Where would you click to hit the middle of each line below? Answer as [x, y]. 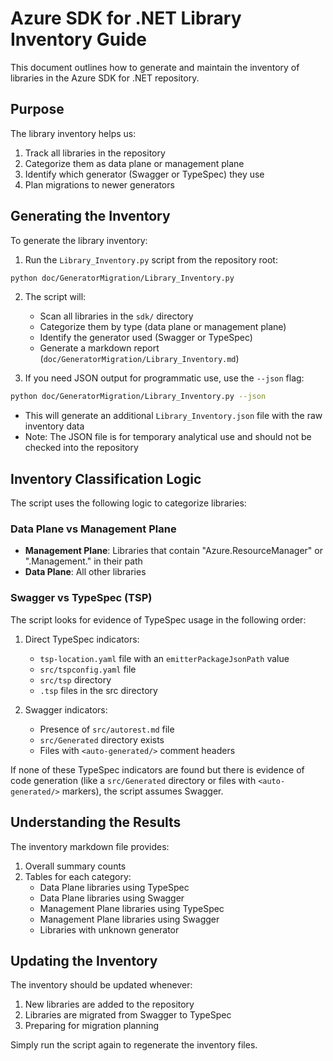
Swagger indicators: [66, 709]
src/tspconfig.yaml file [88, 669]
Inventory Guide [79, 39]
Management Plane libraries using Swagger [129, 919]
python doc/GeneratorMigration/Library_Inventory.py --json [138, 397]
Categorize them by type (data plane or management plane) [163, 327]
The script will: [55, 297]
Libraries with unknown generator [109, 929]
